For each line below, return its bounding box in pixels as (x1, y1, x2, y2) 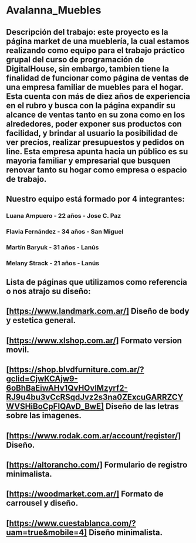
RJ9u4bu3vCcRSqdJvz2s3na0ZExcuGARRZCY (6, 392, 184, 402)
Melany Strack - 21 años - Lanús (6, 259, 100, 267)
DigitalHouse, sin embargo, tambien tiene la (6, 64, 170, 74)
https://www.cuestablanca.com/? (9, 518, 136, 528)
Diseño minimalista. (89, 527, 163, 537)
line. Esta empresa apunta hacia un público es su (6, 146, 188, 156)
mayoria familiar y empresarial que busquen (6, 155, 171, 165)
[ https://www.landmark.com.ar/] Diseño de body (6, 307, 190, 317)
